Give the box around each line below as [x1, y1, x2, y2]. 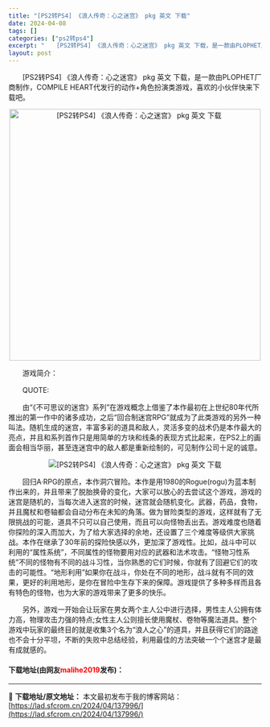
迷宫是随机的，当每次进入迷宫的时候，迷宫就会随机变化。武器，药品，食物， [8, 497, 262, 506]
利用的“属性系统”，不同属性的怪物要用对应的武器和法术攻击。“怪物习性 [8, 547, 243, 556]
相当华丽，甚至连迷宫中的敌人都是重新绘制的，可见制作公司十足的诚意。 [22, 443, 262, 452]
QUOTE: [22, 386, 50, 394]
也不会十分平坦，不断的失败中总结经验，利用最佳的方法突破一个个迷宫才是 [8, 635, 255, 644]
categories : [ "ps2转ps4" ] [8, 34, 94, 43]
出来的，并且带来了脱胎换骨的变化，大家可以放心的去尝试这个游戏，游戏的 [14, 487, 262, 496]
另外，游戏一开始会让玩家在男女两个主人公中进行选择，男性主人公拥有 [22, 605, 255, 614]
